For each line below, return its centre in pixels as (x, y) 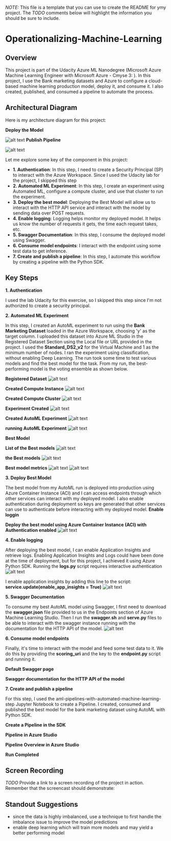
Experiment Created (27, 408)
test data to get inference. (40, 251)
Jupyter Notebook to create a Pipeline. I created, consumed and (83, 704)
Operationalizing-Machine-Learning (84, 39)
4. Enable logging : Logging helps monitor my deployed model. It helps (87, 218)
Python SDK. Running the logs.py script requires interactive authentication (84, 566)
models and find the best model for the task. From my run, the (70, 363)
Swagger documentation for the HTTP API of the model (65, 679)
